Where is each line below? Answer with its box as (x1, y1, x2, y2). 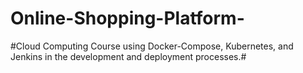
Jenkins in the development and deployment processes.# (10, 50, 247, 62)
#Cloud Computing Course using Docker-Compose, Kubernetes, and (10, 40, 294, 52)
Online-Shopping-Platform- (10, 7, 245, 30)
